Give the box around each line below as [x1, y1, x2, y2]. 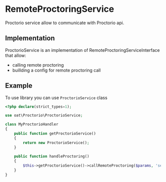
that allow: [5, 52, 26, 58]
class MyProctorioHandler [5, 122, 58, 127]
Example [5, 81, 33, 90]
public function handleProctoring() [14, 154, 90, 159]
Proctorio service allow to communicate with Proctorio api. [5, 20, 124, 26]
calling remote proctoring [12, 62, 64, 68]
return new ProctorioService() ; [23, 140, 90, 145]
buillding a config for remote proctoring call [12, 67, 101, 73]
